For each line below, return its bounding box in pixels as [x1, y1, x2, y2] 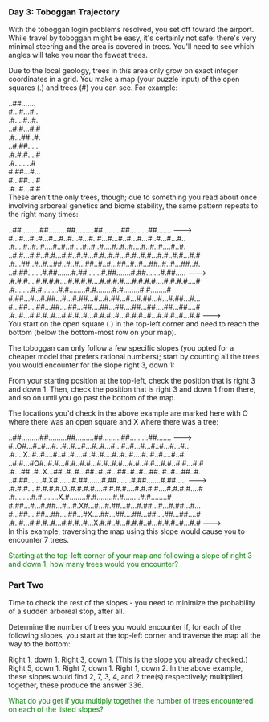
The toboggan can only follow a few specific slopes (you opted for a [8, 343, 234, 353]
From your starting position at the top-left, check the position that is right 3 [8, 376, 255, 386]
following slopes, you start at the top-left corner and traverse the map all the [8, 630, 261, 640]
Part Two [8, 580, 44, 591]
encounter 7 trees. [8, 535, 70, 545]
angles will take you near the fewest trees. [8, 51, 149, 60]
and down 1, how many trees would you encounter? [8, 560, 179, 569]
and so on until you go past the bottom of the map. [8, 393, 177, 403]
